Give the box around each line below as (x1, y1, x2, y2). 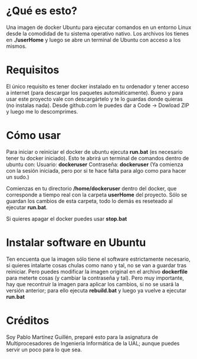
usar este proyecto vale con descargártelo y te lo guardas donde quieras (6, 95, 183, 102)
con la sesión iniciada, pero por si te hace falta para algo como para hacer (6, 167, 187, 174)
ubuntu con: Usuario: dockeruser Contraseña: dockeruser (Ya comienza (6, 161, 183, 168)
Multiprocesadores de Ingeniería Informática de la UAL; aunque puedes (6, 339, 180, 347)
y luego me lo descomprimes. (6, 108, 78, 115)
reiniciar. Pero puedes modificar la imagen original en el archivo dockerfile (6, 268, 188, 275)
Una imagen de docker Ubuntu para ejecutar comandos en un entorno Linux (6, 24, 192, 31)
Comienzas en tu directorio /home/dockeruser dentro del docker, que (6, 185, 177, 192)
